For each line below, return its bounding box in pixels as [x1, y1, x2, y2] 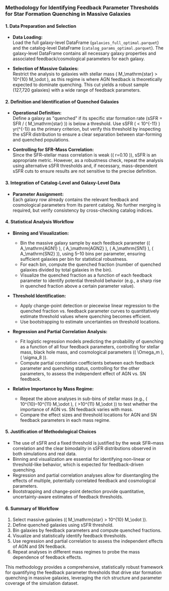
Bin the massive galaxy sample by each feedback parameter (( [20, 240, 150, 246]
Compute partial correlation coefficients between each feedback [20, 360, 155, 366]
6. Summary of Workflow [5, 505, 59, 511]
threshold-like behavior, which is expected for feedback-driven [12, 461, 144, 467]
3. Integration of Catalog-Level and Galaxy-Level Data [5, 179, 121, 186]
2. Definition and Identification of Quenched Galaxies [5, 98, 119, 105]
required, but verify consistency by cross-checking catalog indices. [12, 207, 153, 213]
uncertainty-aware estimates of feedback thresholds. [12, 493, 124, 500]
